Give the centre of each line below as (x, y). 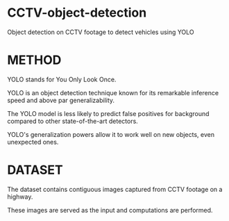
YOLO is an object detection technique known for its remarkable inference (113, 92)
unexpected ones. (33, 142)
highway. (20, 197)
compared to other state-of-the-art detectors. (73, 121)
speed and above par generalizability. (61, 100)
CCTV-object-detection (77, 13)
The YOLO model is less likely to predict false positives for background (108, 113)
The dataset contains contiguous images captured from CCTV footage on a (115, 189)
